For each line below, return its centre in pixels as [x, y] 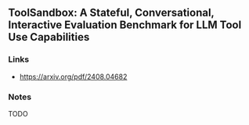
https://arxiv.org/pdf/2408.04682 [73, 77]
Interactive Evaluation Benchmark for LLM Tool [125, 25]
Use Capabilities [49, 37]
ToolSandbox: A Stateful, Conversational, [111, 13]
